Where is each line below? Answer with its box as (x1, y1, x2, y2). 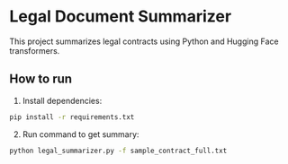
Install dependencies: (22, 95, 103, 106)
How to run (9, 72, 73, 87)
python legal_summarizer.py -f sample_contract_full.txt (9, 146, 228, 155)
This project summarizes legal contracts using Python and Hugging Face (9, 36, 279, 47)
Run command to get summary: (22, 128, 139, 140)
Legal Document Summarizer (9, 6, 232, 27)
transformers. (9, 45, 60, 56)
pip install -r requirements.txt (9, 112, 135, 122)
